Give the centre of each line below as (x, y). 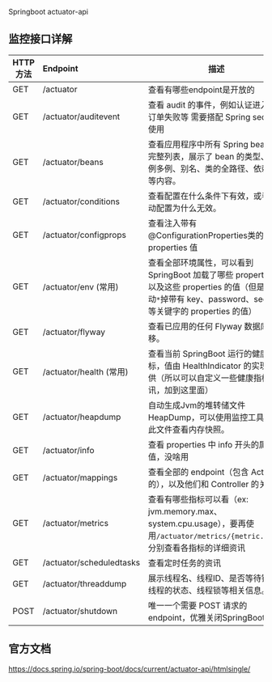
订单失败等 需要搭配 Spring (200, 116)
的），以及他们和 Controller (199, 484)
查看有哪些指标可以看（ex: (199, 499)
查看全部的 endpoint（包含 (199, 472)
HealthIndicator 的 (217, 366)
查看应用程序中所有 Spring (198, 144)
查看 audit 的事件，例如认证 (200, 104)
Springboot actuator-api (49, 12)
